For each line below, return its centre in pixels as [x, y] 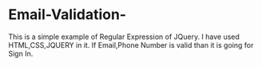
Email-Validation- [67, 15]
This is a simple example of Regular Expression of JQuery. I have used [124, 37]
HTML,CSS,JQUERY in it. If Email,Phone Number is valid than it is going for [131, 45]
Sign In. [21, 53]
